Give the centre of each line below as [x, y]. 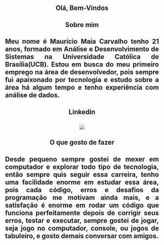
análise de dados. [32, 95]
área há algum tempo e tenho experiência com [82, 88]
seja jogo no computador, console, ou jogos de [82, 228]
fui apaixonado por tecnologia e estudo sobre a [82, 80]
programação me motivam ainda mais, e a [82, 198]
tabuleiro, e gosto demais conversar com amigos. [82, 236]
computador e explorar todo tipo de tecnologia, [82, 167]
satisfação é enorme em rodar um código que [82, 205]
